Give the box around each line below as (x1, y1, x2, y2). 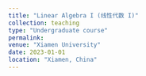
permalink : (8, 33, 44, 42)
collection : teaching (8, 19, 80, 27)
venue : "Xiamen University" (8, 41, 102, 49)
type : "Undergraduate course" (8, 26, 109, 34)
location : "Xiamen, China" (8, 56, 98, 64)
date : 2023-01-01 (8, 48, 66, 56)
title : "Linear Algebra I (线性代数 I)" (8, 11, 139, 20)
